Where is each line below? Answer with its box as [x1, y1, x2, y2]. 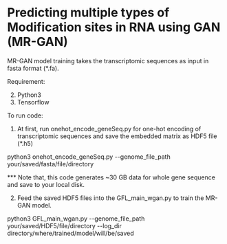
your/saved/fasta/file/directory [7, 159, 94, 168]
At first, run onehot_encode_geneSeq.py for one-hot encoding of [17, 124, 202, 133]
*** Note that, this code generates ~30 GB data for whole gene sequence [7, 173, 215, 181]
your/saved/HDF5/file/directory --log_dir [7, 221, 122, 230]
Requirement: [7, 77, 45, 85]
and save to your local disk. [7, 180, 85, 188]
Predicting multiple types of [7, 5, 170, 21]
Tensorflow [17, 98, 50, 106]
